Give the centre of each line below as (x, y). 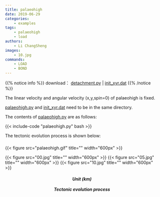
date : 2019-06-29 (23, 14)
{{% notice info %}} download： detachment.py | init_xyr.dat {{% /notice (78, 83)
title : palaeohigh (24, 10)
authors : (14, 41)
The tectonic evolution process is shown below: (53, 136)
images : (13, 50)
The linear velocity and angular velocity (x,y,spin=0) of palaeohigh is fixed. (80, 98)
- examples (25, 23)
